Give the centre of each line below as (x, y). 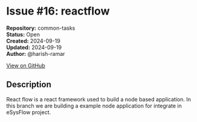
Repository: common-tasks (41, 28)
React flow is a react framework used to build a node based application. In (99, 99)
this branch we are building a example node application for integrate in (94, 106)
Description (29, 85)
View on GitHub (26, 66)
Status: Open (23, 34)
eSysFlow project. (29, 112)
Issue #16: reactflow (58, 11)
